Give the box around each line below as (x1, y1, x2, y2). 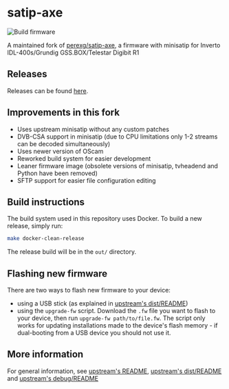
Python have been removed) (17, 169, 98, 177)
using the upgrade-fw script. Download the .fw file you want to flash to (17, 307, 216, 315)
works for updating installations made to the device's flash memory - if (17, 321, 218, 330)
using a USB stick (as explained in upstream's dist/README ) (17, 299, 188, 308)
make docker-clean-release (7, 235, 85, 242)
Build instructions (7, 196, 85, 208)
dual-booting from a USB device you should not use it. (17, 329, 171, 337)
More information (7, 348, 84, 360)
